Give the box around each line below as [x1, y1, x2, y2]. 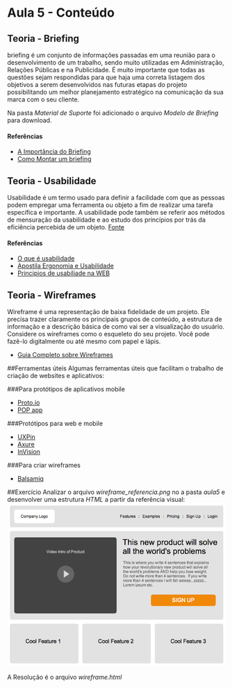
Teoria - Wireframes [7, 289, 97, 301]
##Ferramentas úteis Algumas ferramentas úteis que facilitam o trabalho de [7, 364, 224, 372]
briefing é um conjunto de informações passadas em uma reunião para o [7, 51, 215, 59]
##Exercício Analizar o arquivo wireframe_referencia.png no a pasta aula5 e [7, 488, 226, 496]
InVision [17, 448, 40, 456]
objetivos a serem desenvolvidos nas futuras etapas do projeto [7, 81, 188, 88]
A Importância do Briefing [17, 147, 92, 156]
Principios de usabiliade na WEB [17, 269, 110, 277]
